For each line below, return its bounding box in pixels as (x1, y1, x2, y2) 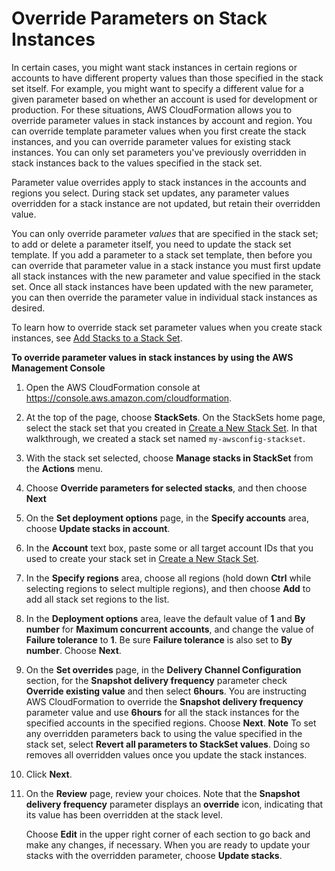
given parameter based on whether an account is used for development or (11, 93, 318, 105)
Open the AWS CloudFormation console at (25, 381, 201, 393)
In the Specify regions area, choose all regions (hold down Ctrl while (25, 572, 312, 584)
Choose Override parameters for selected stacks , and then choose (25, 482, 308, 494)
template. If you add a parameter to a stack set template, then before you (11, 248, 313, 261)
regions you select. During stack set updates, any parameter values (11, 187, 290, 199)
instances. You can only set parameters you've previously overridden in (11, 146, 307, 158)
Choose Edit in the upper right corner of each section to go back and (25, 828, 311, 840)
